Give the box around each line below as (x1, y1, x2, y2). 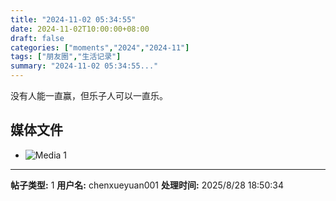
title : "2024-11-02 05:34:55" (10, 14, 137, 25)
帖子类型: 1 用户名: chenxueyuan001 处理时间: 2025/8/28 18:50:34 (10, 179, 284, 191)
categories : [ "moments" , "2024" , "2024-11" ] (10, 42, 190, 53)
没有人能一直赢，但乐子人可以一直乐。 (10, 90, 168, 101)
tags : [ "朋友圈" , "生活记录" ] (10, 52, 122, 62)
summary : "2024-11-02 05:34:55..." (10, 61, 159, 71)
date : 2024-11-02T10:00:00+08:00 (10, 24, 150, 34)
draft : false (10, 33, 65, 43)
